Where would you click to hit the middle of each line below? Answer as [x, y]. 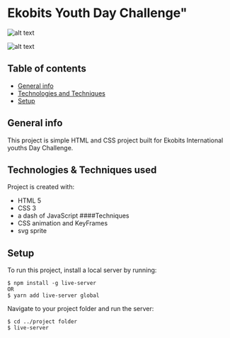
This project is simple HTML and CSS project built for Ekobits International [115, 140]
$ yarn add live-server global [53, 295]
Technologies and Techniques [62, 93]
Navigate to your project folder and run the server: [81, 309]
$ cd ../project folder [42, 322]
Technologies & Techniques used [82, 170]
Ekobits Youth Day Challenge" [97, 13]
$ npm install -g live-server [52, 283]
